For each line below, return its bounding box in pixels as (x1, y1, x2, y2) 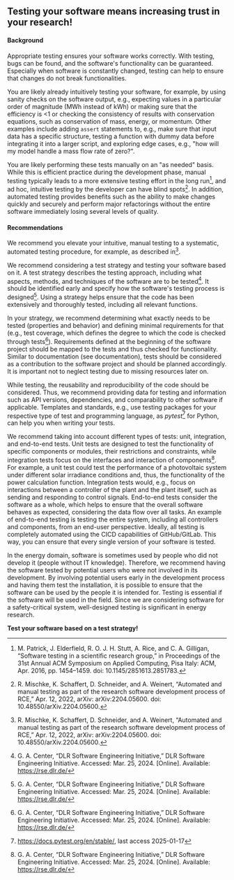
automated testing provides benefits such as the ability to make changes (7, 192, 216, 201)
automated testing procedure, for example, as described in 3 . (7, 246, 181, 256)
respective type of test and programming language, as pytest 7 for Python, (7, 410, 219, 420)
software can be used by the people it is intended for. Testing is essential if (7, 589, 223, 597)
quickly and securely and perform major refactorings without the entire (7, 199, 211, 208)
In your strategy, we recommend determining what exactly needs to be (7, 314, 210, 322)
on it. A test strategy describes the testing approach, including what (7, 268, 202, 277)
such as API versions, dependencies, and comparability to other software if (7, 395, 223, 404)
